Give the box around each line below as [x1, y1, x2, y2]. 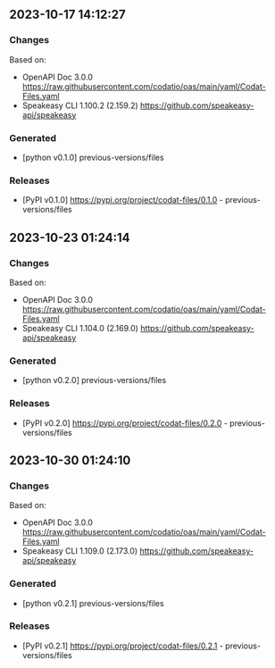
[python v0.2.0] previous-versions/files [21, 375, 167, 386]
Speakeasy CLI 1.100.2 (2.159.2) [21, 100, 138, 111]
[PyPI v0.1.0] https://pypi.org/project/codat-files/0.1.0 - [21, 195, 223, 205]
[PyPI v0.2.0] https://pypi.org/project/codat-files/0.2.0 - [21, 417, 228, 428]
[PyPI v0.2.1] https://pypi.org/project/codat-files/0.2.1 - [21, 640, 223, 651]
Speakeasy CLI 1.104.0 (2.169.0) [21, 322, 138, 333]
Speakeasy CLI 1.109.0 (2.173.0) [21, 546, 138, 556]
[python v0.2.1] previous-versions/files [21, 597, 164, 608]
